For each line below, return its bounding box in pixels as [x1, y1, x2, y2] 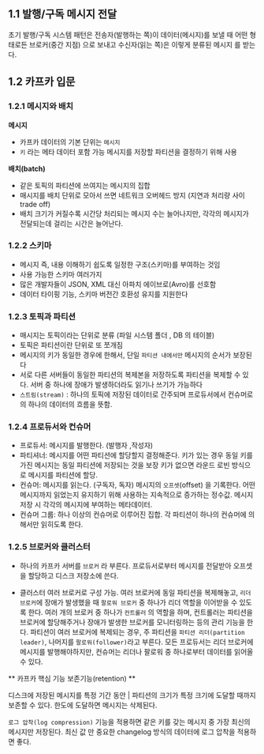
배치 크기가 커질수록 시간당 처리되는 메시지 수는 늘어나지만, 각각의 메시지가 [19, 209, 250, 218]
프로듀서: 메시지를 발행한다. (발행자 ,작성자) [19, 441, 154, 451]
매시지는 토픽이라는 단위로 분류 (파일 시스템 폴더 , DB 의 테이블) [19, 330, 215, 340]
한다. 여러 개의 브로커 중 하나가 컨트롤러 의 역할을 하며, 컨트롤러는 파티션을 [28, 607, 254, 616]
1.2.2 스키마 [8, 240, 52, 251]
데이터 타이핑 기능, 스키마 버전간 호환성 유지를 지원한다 [19, 289, 188, 299]
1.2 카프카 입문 [8, 75, 76, 89]
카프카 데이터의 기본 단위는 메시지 [19, 137, 121, 146]
